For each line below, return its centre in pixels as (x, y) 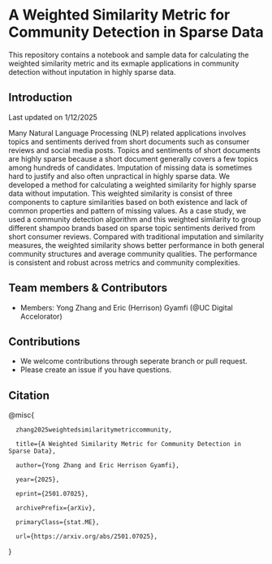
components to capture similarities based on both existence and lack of (128, 202)
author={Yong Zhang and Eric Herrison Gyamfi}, (98, 466)
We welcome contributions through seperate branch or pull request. (134, 361)
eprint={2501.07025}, (52, 494)
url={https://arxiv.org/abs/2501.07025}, (87, 537)
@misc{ (22, 415)
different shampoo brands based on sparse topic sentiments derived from (132, 228)
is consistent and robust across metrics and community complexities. (125, 262)
